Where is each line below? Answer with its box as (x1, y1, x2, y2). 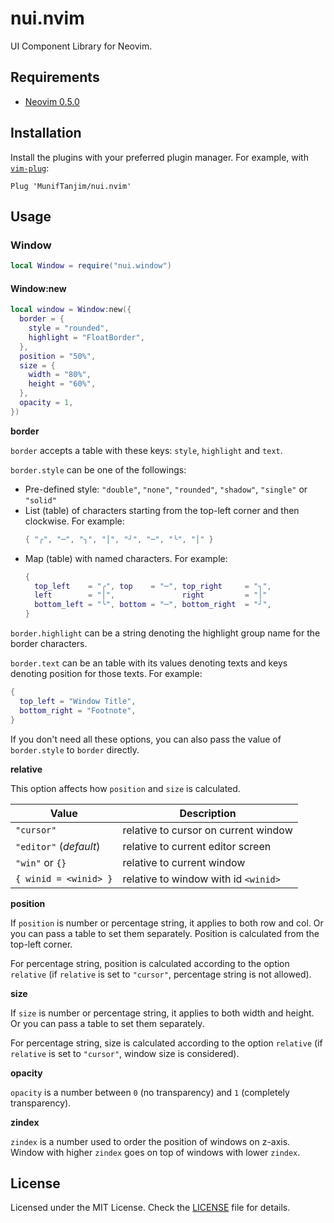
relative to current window (122, 855, 246, 869)
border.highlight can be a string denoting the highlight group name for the (10, 627, 321, 639)
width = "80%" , (28, 370, 92, 380)
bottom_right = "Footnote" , (19, 705, 137, 716)
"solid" (24, 495, 57, 506)
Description (179, 806, 237, 820)
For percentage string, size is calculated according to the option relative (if (10, 1037, 323, 1049)
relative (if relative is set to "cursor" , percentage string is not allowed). (10, 968, 312, 980)
